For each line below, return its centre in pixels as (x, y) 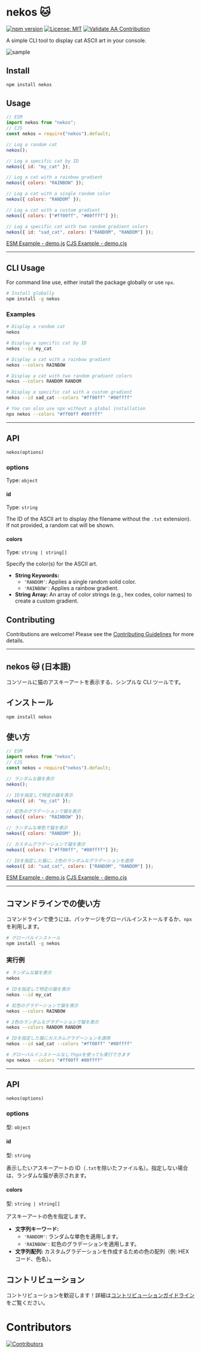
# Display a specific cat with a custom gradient (69, 392)
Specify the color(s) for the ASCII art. (52, 564)
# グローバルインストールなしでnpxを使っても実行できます (68, 1055)
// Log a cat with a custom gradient (53, 210)
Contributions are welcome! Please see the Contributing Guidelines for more (100, 634)
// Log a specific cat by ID (42, 161)
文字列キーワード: (37, 1229)
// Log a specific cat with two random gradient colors (77, 226)
